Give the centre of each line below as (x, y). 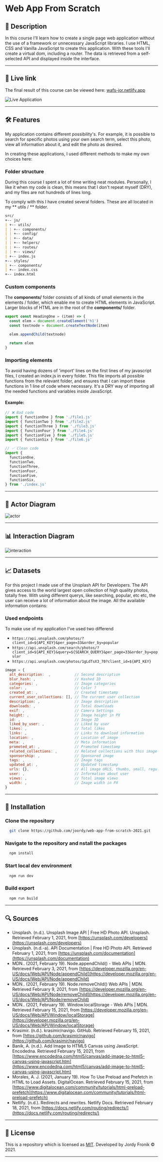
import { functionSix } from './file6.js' (49, 440)
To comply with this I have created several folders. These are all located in (79, 201)
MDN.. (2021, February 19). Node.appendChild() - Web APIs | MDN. (79, 964)
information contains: (26, 606)
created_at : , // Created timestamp (64, 693)
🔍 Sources (22, 919)
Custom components (30, 287)
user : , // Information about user (69, 774)
